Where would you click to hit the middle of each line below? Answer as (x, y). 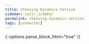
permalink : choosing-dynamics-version (44, 18)
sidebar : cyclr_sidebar (29, 14)
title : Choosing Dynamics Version (40, 9)
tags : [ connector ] (24, 23)
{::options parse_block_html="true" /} (43, 37)
